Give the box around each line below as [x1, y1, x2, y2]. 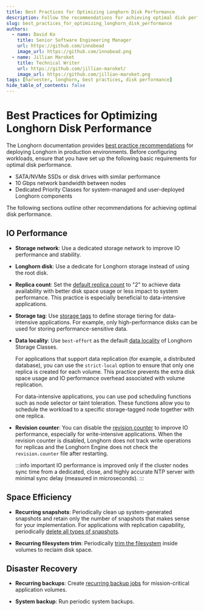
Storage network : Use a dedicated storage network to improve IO [15, 244, 180, 251]
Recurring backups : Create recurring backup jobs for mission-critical [15, 579, 189, 587]
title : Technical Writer [17, 60, 80, 66]
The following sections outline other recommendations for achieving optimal [6, 204, 197, 211]
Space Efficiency [6, 492, 72, 503]
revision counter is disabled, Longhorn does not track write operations [15, 436, 191, 444]
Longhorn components [15, 192, 73, 200]
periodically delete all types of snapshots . [15, 528, 120, 535]
